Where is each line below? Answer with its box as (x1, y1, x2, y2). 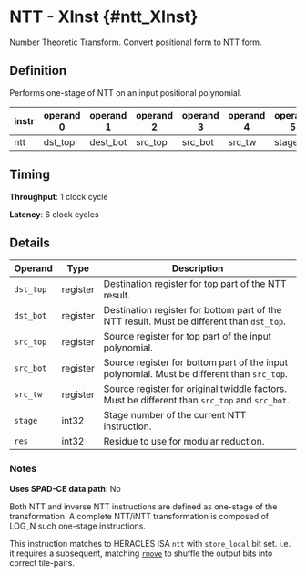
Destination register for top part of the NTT (103, 278, 287, 290)
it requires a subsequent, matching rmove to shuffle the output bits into (9, 548, 273, 559)
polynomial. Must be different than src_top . (103, 368, 289, 381)
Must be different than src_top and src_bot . (103, 394, 290, 407)
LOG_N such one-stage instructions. (9, 520, 146, 531)
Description (171, 262, 224, 275)
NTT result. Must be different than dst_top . (103, 315, 287, 328)
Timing (9, 167, 50, 183)
